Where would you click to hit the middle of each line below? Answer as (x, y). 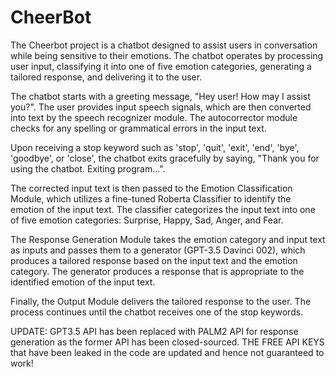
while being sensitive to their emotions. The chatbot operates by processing (167, 55)
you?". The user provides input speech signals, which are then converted (161, 107)
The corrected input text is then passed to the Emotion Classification (151, 188)
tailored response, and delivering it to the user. (106, 77)
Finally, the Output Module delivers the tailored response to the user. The (161, 301)
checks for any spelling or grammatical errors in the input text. (138, 128)
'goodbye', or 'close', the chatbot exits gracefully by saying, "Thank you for (165, 158)
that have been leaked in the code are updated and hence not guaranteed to (167, 352)
